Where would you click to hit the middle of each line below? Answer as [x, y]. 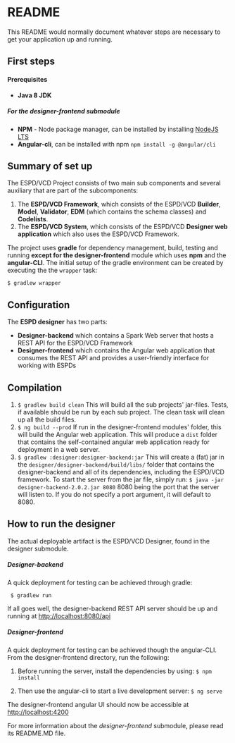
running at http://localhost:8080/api [59, 616]
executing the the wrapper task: [52, 270]
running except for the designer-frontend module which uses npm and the [117, 255]
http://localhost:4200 [38, 712]
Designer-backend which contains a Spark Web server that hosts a [116, 336]
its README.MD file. [37, 733]
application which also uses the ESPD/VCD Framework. [98, 234]
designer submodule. [38, 548]
